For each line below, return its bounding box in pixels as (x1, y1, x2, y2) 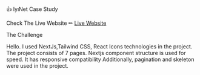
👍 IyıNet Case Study (6, 5, 59, 13)
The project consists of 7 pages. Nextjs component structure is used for (6, 50, 186, 56)
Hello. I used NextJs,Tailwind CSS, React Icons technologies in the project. (6, 43, 193, 50)
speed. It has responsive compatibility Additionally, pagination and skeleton (6, 56, 195, 63)
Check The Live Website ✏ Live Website (6, 19, 107, 27)
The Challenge (6, 31, 43, 38)
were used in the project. (6, 62, 68, 69)
